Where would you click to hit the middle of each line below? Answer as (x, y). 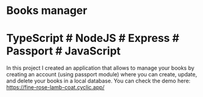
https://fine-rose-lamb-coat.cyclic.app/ (56, 87)
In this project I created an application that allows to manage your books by (100, 68)
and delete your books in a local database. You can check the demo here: (98, 81)
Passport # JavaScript (64, 51)
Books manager (47, 11)
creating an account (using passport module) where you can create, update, (102, 75)
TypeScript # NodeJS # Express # (93, 38)
